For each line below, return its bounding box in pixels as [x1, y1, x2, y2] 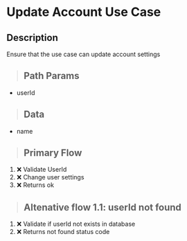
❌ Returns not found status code [16, 228, 110, 236]
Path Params [23, 70, 80, 82]
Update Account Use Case [6, 4, 161, 20]
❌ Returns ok [16, 181, 55, 189]
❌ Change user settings [16, 173, 84, 181]
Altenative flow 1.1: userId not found [23, 202, 181, 213]
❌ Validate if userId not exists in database [16, 220, 136, 229]
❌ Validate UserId [16, 166, 67, 174]
